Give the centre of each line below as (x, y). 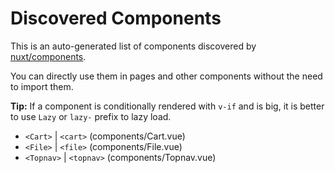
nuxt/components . (48, 56)
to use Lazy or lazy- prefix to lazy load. (91, 116)
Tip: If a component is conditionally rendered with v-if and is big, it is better (167, 106)
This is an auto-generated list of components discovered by (133, 46)
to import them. (42, 86)
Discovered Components (116, 18)
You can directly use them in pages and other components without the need (166, 76)
